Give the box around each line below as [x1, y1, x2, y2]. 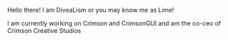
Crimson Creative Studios [7, 27, 81, 34]
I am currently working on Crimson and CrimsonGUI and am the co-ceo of [7, 19, 221, 27]
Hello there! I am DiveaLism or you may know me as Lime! [7, 6, 175, 14]
